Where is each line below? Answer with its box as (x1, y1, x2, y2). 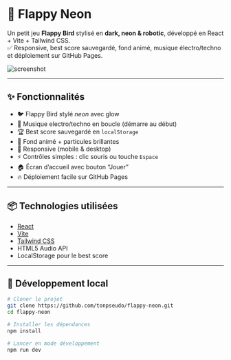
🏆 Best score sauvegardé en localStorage (16, 127, 139, 136)
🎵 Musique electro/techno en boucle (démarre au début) (16, 120, 177, 128)
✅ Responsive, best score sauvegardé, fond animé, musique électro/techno (7, 43, 221, 52)
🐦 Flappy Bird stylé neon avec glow (16, 109, 120, 118)
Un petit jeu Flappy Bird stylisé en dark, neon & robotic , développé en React (7, 29, 224, 37)
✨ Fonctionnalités (7, 91, 85, 103)
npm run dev (7, 346, 41, 353)
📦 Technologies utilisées (7, 200, 118, 212)
